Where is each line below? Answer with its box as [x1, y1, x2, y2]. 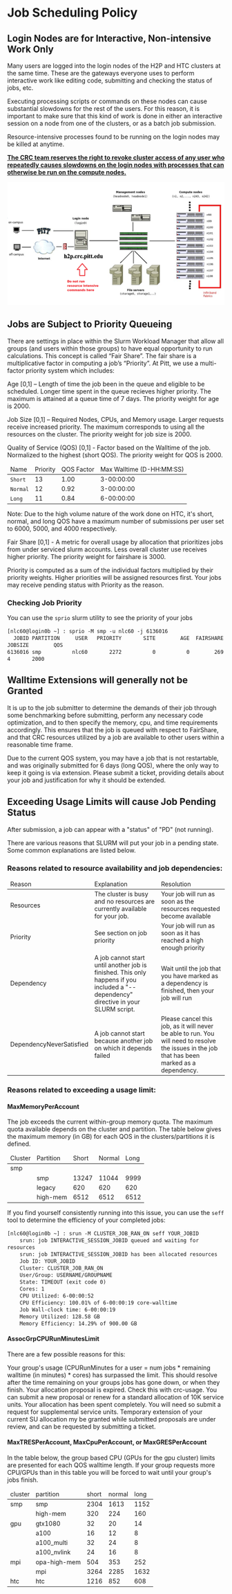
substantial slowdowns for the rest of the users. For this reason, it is [7, 105, 200, 112]
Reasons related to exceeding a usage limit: [7, 1086, 157, 1095]
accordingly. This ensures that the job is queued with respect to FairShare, [7, 725, 219, 734]
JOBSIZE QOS [7, 642, 64, 649]
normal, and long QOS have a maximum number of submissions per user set [7, 517, 224, 525]
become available [161, 912, 211, 921]
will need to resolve [161, 1036, 216, 1045]
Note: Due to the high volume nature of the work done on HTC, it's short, [7, 509, 214, 517]
